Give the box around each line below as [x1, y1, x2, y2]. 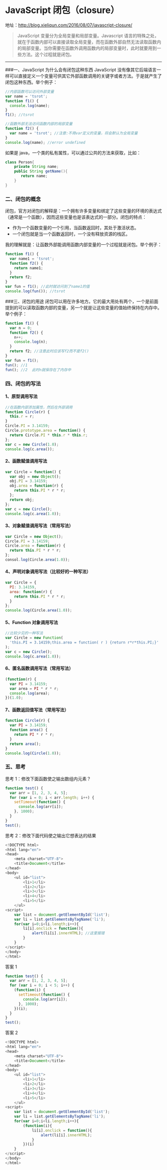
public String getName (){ [14, 169, 68, 174]
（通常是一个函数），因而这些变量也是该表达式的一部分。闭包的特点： [5, 214, 147, 220]
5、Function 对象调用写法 [5, 619, 58, 625]
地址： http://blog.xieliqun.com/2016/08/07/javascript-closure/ [5, 22, 133, 28]
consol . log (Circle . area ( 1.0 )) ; [5, 558, 70, 563]
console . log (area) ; [9, 690, 50, 696]
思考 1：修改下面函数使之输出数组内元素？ [5, 775, 91, 782]
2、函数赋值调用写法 [5, 458, 47, 464]
